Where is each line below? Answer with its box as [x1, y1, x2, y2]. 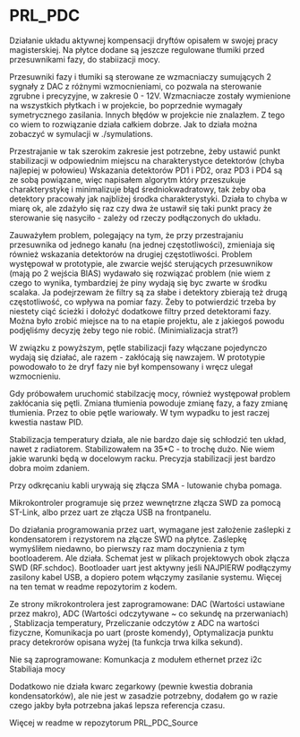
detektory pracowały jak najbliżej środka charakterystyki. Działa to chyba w [9, 193, 288, 204]
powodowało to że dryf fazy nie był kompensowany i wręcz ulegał [9, 361, 253, 372]
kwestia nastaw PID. [9, 416, 83, 427]
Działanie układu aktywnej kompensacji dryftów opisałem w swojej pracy [9, 35, 279, 46]
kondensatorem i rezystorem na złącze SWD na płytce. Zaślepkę [9, 534, 247, 544]
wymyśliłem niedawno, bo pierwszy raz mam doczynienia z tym [9, 543, 244, 553]
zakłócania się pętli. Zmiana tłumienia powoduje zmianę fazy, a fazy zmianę [9, 398, 288, 408]
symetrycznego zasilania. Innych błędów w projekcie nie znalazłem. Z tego [9, 109, 286, 120]
